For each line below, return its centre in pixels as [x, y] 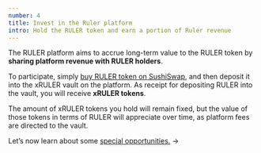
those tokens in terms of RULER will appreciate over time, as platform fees [129, 117]
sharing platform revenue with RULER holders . [86, 61]
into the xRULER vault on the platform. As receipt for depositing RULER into [130, 85]
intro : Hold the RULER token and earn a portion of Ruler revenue [120, 30]
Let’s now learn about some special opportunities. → [94, 141]
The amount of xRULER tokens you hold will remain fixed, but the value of [128, 109]
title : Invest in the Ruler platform [70, 23]
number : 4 [25, 15]
